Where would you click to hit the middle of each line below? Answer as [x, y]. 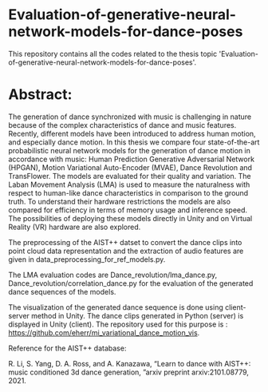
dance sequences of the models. [62, 291]
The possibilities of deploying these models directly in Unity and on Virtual [130, 218]
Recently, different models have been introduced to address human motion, [132, 133]
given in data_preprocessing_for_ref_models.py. [87, 259]
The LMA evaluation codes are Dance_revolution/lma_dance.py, [113, 275]
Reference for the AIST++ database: [67, 348]
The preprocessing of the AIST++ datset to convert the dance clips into [125, 242]
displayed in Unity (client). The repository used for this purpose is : [118, 324]
